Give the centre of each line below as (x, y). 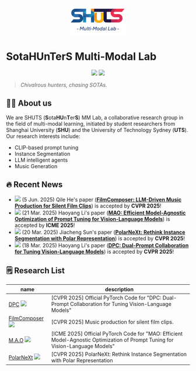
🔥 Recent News (34, 185)
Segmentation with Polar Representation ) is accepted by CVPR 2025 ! (100, 238)
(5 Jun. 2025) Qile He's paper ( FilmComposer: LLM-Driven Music (102, 199)
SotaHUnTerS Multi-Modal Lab (81, 57)
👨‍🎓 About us (29, 103)
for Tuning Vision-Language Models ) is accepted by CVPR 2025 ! (94, 251)
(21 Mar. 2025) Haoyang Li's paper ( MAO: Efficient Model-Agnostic (104, 213)
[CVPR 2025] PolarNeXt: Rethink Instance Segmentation (119, 354)
